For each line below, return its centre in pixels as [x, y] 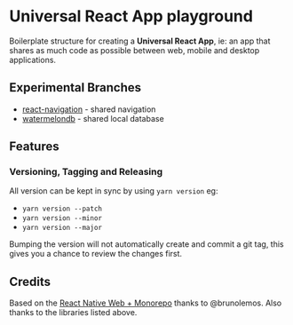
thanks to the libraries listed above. [73, 313]
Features [34, 147]
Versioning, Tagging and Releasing [86, 172]
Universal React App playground [131, 16]
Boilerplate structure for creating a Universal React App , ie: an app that [140, 41]
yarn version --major [62, 228]
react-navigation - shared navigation [89, 109]
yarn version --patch [62, 209]
